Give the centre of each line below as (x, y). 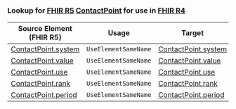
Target (192, 33)
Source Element (45, 29)
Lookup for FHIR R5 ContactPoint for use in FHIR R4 (97, 11)
